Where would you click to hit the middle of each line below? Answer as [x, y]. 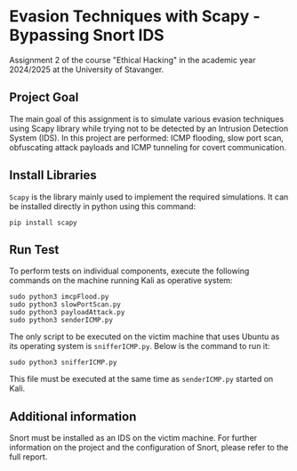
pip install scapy [43, 223]
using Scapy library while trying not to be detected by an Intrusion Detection [149, 128]
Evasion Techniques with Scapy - [135, 16]
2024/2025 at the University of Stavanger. [87, 69]
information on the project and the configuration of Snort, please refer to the [149, 448]
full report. [28, 457]
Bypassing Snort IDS [87, 35]
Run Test [34, 250]
